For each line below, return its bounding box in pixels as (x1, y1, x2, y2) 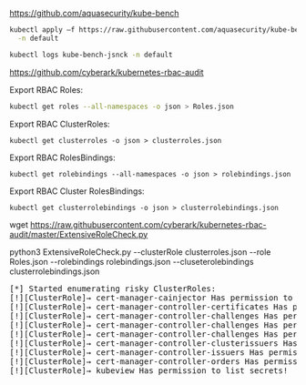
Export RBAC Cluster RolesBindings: (9, 186, 145, 197)
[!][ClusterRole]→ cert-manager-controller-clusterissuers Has (9, 338, 298, 349)
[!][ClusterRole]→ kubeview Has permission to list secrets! (9, 365, 289, 376)
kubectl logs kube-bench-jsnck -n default (9, 50, 173, 59)
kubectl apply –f (9, 25, 76, 35)
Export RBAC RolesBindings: (9, 152, 116, 163)
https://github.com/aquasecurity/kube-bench (9, 8, 179, 18)
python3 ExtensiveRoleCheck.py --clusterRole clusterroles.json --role (9, 246, 271, 258)
